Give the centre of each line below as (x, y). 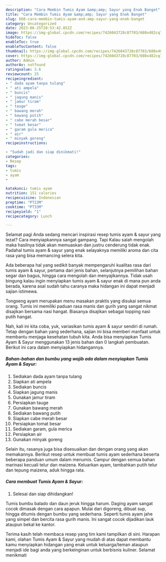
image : (12, 33)
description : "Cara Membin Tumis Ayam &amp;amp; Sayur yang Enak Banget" (83, 10)
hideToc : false (21, 38)
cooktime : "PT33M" (24, 207)
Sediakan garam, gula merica (42, 429)
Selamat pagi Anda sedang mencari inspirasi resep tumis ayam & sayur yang (83, 234)
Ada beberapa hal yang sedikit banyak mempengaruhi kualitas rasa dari (78, 265)
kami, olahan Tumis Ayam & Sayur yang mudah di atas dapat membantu (78, 539)
